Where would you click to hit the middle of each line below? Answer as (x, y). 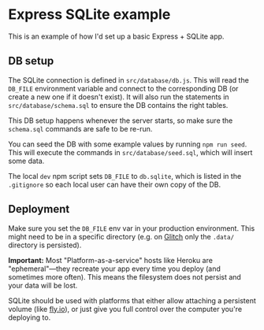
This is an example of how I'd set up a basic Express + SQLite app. (116, 36)
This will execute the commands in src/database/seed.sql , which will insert (130, 152)
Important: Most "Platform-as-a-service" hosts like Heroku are (110, 260)
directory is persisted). (45, 245)
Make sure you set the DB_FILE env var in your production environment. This (132, 228)
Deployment (39, 209)
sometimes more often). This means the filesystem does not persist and (125, 276)
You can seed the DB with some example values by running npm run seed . (128, 144)
